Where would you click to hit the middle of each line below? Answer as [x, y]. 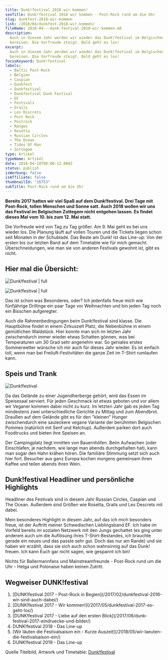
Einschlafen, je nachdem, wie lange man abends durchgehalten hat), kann [81, 448]
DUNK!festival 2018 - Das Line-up [47, 626]
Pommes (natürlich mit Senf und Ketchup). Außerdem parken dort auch [79, 427]
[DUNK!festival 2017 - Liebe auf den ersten [57, 616]
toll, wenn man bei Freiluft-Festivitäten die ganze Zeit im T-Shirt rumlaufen [81, 353]
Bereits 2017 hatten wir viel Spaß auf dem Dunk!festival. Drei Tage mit [79, 201]
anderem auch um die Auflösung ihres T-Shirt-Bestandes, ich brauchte [78, 536]
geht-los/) [23, 610]
